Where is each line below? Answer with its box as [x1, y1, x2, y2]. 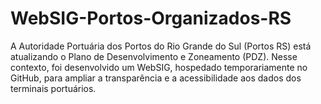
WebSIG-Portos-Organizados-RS [10, 7, 292, 30]
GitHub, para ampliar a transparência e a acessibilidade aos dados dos [10, 72, 302, 84]
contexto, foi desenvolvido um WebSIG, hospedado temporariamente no [10, 61, 308, 73]
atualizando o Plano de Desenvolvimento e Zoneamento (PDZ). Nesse [10, 50, 298, 62]
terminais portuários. [10, 82, 97, 94]
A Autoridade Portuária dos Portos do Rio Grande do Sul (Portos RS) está [10, 40, 312, 52]
